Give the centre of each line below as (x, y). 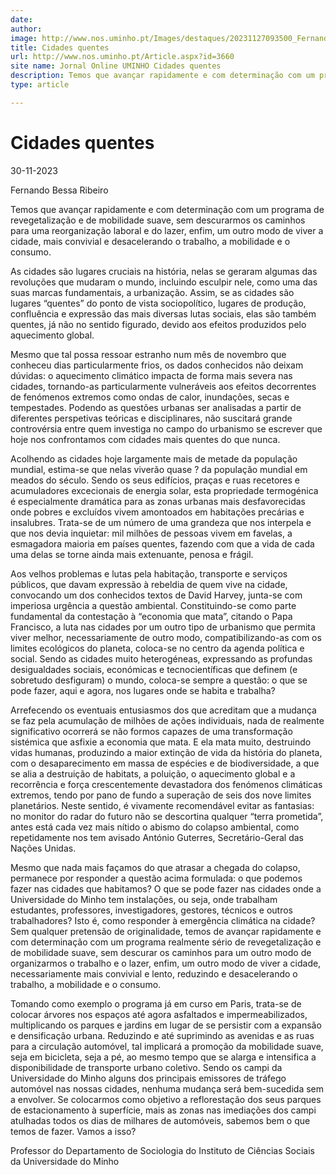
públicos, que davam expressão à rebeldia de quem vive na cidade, (149, 584)
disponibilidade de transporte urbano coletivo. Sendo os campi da (146, 1067)
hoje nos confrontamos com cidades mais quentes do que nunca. (145, 439)
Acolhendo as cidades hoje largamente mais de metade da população (154, 458)
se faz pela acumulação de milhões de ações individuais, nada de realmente (167, 720)
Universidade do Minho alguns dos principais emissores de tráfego (148, 1078)
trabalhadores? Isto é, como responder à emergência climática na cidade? (163, 920)
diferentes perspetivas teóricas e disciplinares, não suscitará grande (151, 418)
